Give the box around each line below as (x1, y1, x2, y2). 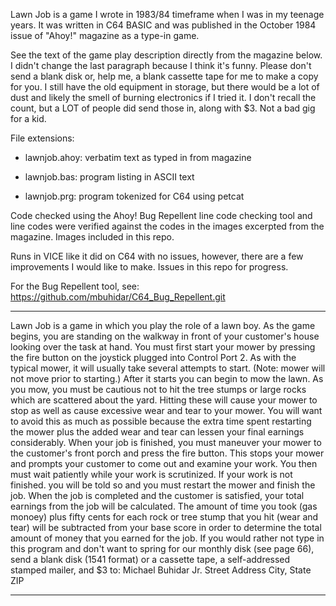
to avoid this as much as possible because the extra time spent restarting (10, 415, 312, 427)
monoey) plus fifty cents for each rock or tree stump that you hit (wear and (10, 511, 319, 523)
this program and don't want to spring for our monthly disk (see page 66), (10, 543, 315, 554)
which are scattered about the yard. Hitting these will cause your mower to (10, 394, 318, 406)
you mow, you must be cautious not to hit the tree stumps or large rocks (10, 384, 307, 395)
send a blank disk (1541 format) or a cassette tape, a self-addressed (10, 554, 291, 565)
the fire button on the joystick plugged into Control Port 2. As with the (10, 352, 297, 363)
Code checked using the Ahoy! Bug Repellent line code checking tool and (10, 210, 313, 221)
